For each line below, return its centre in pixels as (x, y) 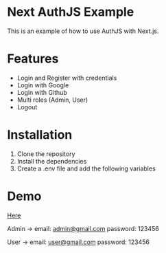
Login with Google (43, 85)
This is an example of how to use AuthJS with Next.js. (83, 31)
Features (33, 59)
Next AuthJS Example (71, 12)
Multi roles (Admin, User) (52, 100)
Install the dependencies (52, 161)
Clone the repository (46, 154)
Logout (27, 107)
